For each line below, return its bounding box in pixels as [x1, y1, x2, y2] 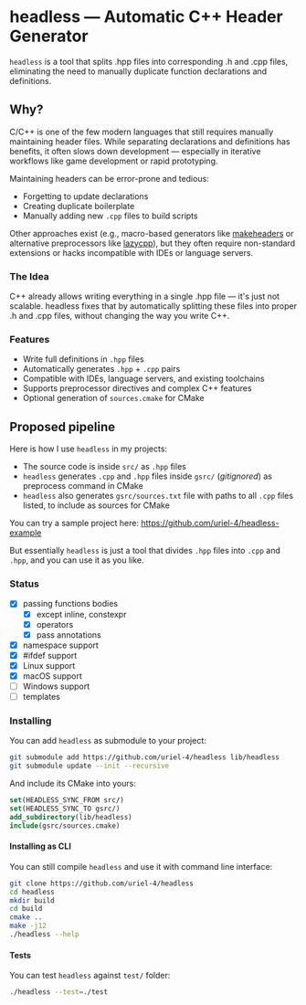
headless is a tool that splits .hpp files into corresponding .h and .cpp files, [9, 56, 289, 67]
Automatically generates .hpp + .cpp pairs [22, 364, 181, 375]
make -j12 [9, 921, 47, 931]
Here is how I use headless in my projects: [9, 443, 167, 454]
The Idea [9, 270, 50, 282]
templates [22, 692, 61, 703]
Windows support [22, 681, 90, 692]
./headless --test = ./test [9, 988, 108, 997]
